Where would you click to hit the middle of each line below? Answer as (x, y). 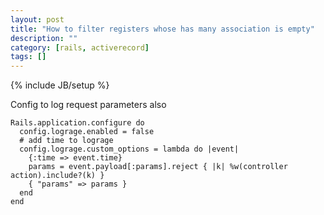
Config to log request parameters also (88, 105)
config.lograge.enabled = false (87, 132)
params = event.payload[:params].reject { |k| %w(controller (158, 167)
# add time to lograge (66, 141)
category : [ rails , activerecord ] (80, 47)
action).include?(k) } (57, 176)
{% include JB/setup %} (60, 85)
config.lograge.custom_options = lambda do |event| (129, 149)
